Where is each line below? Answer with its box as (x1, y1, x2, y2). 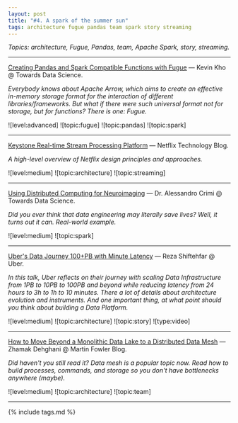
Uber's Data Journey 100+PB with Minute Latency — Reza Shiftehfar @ (8, 252, 215, 261)
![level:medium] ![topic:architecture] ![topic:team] (8, 388, 151, 396)
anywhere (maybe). (8, 373, 66, 383)
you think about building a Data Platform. (8, 303, 129, 312)
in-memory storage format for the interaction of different (8, 92, 174, 101)
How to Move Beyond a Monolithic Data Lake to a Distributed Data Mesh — (8, 337, 226, 346)
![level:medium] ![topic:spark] (8, 232, 94, 240)
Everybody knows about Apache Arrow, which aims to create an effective (8, 84, 223, 93)
